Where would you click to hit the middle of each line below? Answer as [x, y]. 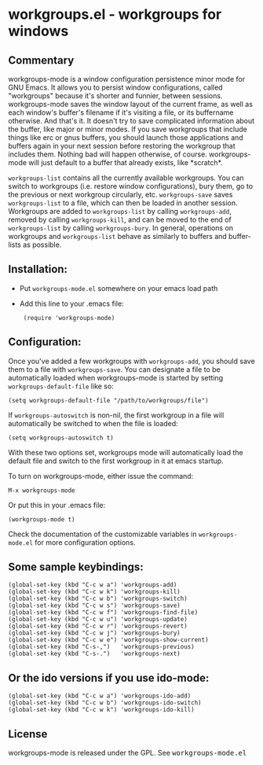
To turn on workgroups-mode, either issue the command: [101, 476]
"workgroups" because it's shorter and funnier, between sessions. [115, 96]
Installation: [38, 269]
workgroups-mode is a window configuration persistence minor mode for [127, 79]
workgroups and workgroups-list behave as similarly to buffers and [118, 236]
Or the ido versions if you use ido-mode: [109, 678]
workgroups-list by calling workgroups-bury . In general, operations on [121, 228]
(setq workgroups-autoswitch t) [61, 438]
